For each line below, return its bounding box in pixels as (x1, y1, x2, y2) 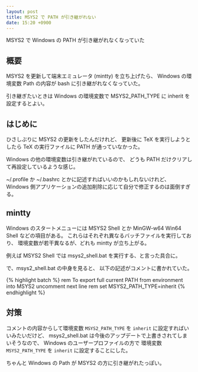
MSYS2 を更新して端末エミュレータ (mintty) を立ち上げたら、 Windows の (6, 72, 187, 80)
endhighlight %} (6, 288, 46, 296)
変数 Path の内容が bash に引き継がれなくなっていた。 (11, 80, 144, 87)
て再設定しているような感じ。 (6, 163, 79, 170)
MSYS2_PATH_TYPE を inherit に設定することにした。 (6, 347, 131, 354)
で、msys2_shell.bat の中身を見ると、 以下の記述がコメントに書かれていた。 (6, 264, 193, 271)
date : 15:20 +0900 (6, 20, 51, 25)
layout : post (6, 8, 38, 15)
